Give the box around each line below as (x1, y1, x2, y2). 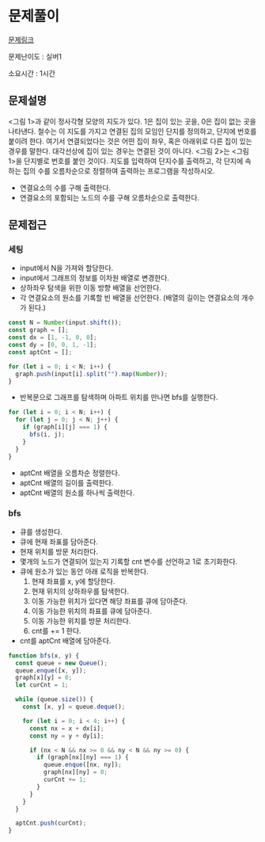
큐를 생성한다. (19, 527, 63, 536)
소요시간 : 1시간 (8, 68, 55, 78)
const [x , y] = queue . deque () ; (22, 703, 126, 711)
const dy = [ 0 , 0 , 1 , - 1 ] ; (8, 341, 97, 349)
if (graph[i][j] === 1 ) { (22, 423, 108, 432)
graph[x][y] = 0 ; (15, 674, 73, 682)
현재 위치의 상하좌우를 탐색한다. (31, 586, 129, 596)
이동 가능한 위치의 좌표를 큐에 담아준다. (31, 606, 153, 615)
